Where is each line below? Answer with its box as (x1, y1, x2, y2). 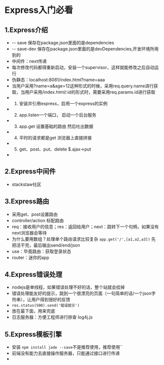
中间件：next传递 (11, 58, 47, 64)
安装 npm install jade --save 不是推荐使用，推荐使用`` (11, 344, 123, 350)
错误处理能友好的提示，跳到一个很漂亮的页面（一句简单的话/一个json (11, 290, 152, 296)
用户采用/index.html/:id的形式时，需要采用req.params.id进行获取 (25, 89, 156, 95)
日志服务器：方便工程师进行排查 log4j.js (11, 314, 93, 320)
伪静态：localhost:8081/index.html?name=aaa (11, 77, 105, 82)
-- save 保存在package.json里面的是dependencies (11, 40, 114, 45)
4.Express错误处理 (4, 270, 63, 279)
